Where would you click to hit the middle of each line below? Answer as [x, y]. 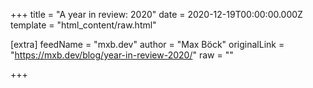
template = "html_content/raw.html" [83, 25]
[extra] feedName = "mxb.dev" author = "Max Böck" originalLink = [147, 44]
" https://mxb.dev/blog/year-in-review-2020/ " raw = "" [122, 55]
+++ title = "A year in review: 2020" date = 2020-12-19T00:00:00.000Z [156, 14]
